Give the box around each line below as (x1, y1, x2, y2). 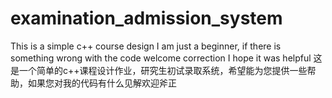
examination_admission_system (10, 7, 283, 30)
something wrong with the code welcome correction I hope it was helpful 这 (10, 52, 323, 64)
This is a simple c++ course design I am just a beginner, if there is (10, 40, 282, 52)
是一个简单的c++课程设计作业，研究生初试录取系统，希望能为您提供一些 (10, 64, 308, 76)
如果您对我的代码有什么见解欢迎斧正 (27, 77, 177, 89)
